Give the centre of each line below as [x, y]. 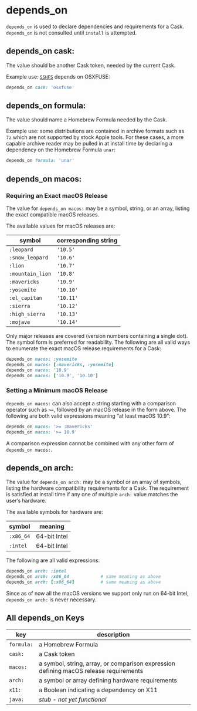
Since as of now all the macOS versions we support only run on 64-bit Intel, [97, 593]
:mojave [20, 322]
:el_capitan [26, 298]
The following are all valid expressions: [53, 560]
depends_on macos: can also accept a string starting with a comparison [91, 403]
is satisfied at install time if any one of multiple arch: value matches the [92, 495]
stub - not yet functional [73, 699]
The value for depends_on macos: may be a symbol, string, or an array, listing [98, 208]
